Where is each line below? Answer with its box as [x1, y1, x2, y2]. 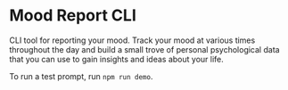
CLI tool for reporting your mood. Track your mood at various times [9, 35, 256, 45]
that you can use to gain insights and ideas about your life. [9, 53, 225, 64]
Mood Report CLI [9, 5, 136, 26]
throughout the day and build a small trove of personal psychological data [9, 44, 280, 54]
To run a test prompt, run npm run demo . [9, 70, 153, 81]
